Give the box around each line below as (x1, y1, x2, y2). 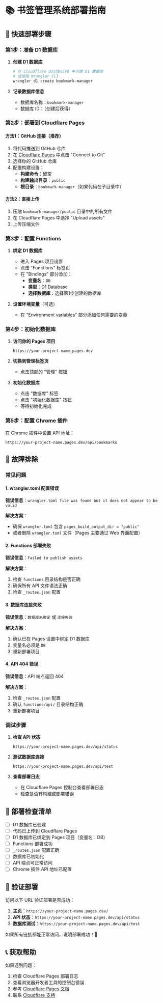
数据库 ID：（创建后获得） (20, 105, 73, 112)
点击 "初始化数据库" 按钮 (20, 397, 72, 403)
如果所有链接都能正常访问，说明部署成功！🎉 (5, 931, 98, 937)
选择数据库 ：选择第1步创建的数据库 (28, 290, 102, 296)
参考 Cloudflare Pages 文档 (12, 986, 70, 992)
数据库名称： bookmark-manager (20, 99, 84, 105)
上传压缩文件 (12, 221, 40, 227)
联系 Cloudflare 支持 (12, 992, 56, 998)
